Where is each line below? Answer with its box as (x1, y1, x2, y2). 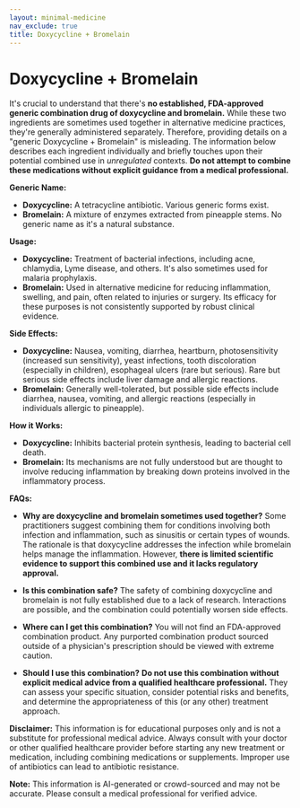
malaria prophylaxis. (21, 273, 98, 284)
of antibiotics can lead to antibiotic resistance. (9, 761, 180, 772)
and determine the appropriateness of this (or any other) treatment (21, 697, 269, 707)
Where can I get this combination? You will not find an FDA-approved (21, 621, 281, 633)
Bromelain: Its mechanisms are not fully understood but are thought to (21, 457, 284, 468)
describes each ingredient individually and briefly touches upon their (9, 145, 263, 157)
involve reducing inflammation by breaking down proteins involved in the (21, 466, 291, 477)
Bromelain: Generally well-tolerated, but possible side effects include (21, 383, 279, 395)
